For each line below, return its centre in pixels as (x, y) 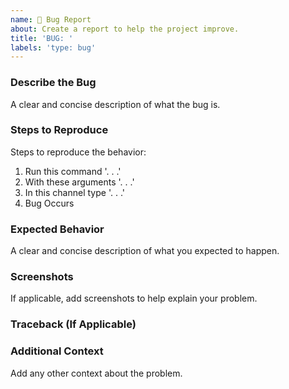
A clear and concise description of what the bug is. (115, 104)
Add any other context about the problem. (96, 373)
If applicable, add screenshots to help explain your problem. (134, 298)
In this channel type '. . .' (74, 192)
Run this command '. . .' (73, 171)
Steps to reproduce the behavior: (78, 152)
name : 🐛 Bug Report (51, 19)
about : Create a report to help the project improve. (125, 29)
